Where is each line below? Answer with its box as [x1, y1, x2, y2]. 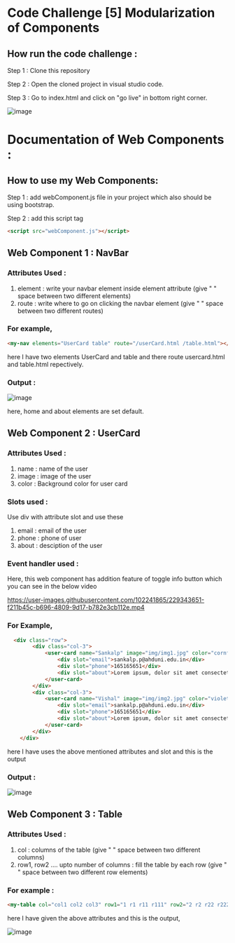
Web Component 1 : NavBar [7, 247, 129, 259]
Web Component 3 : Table [7, 808, 123, 820]
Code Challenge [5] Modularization [7, 5, 215, 21]
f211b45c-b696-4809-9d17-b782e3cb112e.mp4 [7, 603, 145, 612]
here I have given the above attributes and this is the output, [7, 914, 180, 922]
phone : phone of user [17, 534, 82, 542]
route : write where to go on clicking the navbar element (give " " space [17, 299, 224, 307]
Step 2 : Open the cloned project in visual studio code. [7, 80, 164, 88]
